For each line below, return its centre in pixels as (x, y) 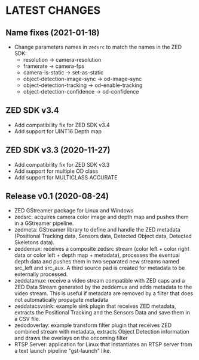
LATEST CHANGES (53, 10)
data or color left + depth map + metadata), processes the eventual (97, 255)
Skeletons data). (34, 242)
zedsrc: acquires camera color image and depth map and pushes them (101, 217)
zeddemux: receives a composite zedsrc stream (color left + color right (102, 249)
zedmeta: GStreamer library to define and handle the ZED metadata (97, 230)
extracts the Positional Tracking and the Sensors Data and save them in (102, 313)
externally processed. (41, 274)
